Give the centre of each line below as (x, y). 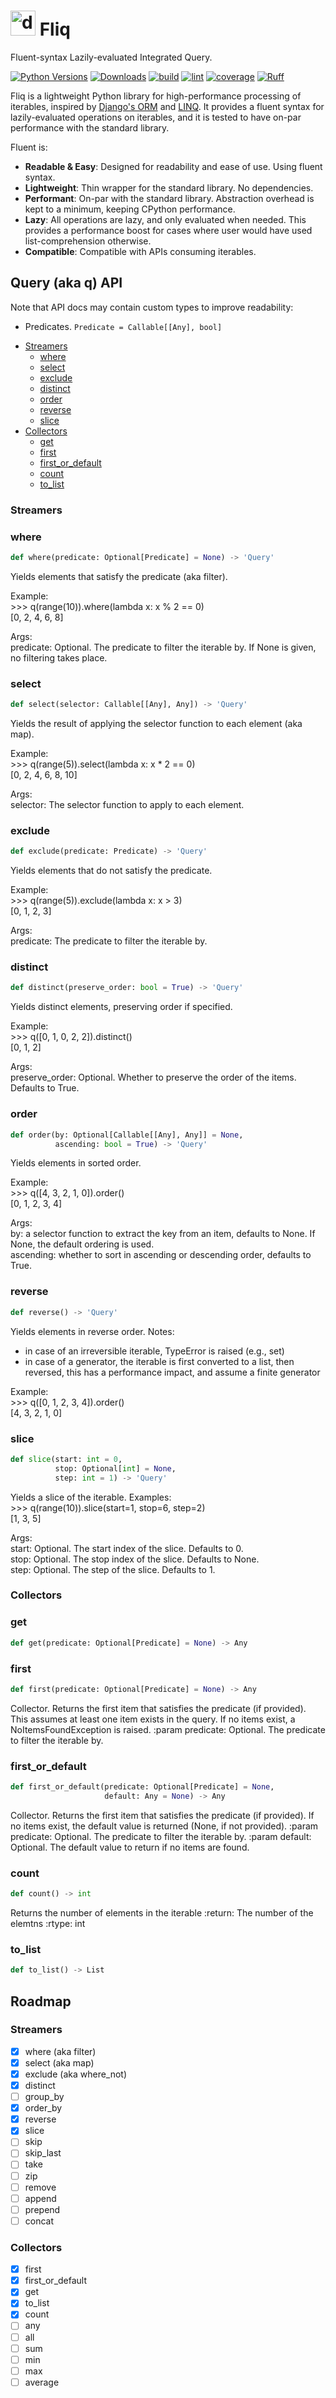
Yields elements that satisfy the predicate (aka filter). (119, 576)
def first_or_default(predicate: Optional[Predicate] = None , (142, 1787)
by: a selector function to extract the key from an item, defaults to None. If (163, 1234)
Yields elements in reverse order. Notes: (92, 1331)
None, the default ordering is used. (82, 1244)
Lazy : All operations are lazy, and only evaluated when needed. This (165, 219)
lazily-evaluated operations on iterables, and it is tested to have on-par (156, 117)
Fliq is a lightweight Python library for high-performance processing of (156, 96)
